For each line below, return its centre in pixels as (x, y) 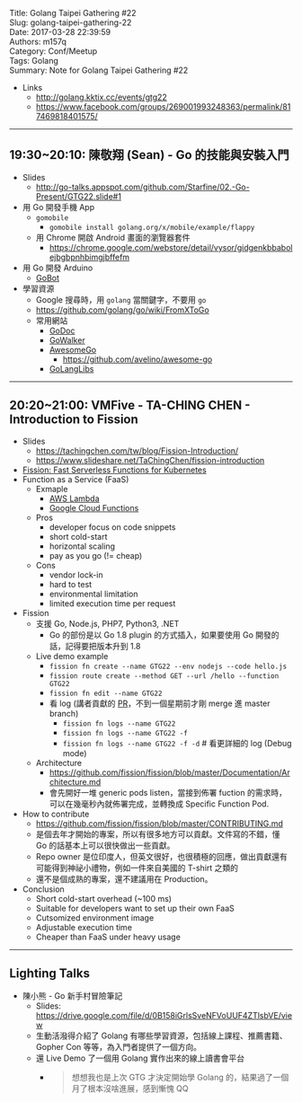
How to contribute (56, 814)
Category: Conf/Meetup (53, 51)
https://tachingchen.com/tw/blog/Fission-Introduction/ (137, 450)
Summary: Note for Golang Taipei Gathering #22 (99, 70)
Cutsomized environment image (95, 917)
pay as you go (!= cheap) (96, 555)
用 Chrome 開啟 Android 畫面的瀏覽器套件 (113, 237)
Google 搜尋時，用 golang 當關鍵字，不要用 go (121, 299)
